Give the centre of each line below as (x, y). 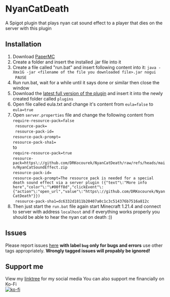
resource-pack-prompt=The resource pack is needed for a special (83, 178)
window (21, 88)
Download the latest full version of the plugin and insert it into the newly (88, 93)
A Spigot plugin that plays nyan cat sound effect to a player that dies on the (84, 23)
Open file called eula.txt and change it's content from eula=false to (83, 104)
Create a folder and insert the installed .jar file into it (67, 62)
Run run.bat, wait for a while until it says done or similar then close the (86, 82)
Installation (23, 44)
